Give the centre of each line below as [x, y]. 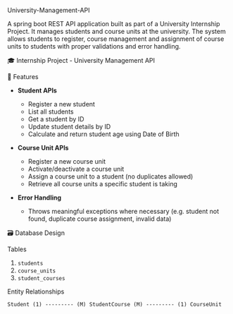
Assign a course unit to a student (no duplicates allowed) [111, 176]
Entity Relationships [36, 291]
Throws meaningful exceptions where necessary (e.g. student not [124, 211]
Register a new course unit [67, 161]
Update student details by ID [69, 127]
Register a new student [61, 104]
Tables [17, 249]
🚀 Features [23, 77]
